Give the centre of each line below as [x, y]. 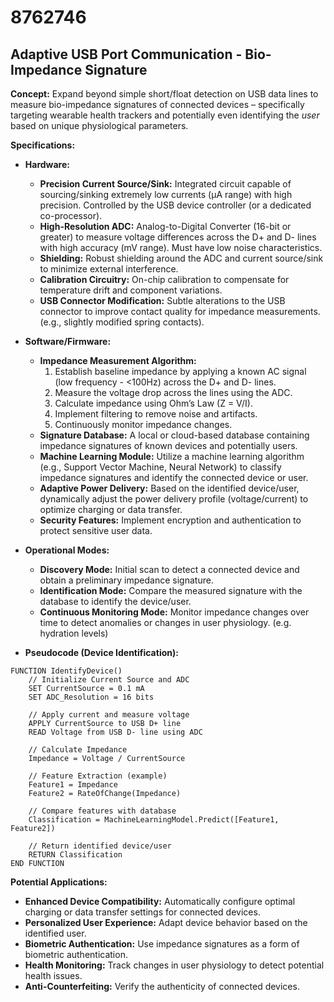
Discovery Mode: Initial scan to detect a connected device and [169, 569]
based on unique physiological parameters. [99, 125]
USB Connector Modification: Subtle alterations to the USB [162, 300]
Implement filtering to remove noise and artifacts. [156, 414]
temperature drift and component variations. [131, 290]
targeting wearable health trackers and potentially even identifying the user [165, 115]
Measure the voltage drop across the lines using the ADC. [173, 392]
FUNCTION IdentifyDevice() [66, 671]
